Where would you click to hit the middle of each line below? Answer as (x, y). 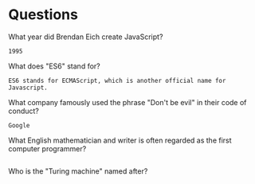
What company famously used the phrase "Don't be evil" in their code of (127, 102)
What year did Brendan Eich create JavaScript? (86, 37)
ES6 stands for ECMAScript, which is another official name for (117, 80)
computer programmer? (47, 148)
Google (19, 125)
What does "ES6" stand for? (55, 66)
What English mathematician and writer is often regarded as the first (120, 140)
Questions (43, 15)
